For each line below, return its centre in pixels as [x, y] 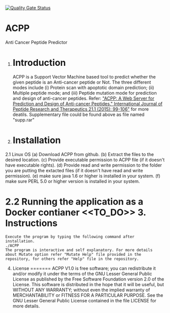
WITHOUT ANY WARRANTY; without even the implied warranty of [81, 290]
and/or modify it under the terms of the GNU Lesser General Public [82, 273]
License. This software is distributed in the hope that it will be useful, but [88, 284]
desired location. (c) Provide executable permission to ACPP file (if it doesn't [85, 160]
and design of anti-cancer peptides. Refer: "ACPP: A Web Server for [83, 98]
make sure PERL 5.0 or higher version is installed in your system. [73, 181]
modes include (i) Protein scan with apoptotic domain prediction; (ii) [83, 87]
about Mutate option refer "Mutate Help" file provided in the [73, 254]
